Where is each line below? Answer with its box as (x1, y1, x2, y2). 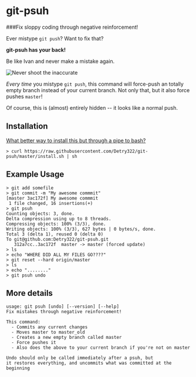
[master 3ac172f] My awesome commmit (6, 195, 99, 201)
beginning (6, 365, 31, 371)
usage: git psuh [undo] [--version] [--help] (6, 304, 119, 309)
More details (6, 288, 53, 298)
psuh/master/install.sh (6, 153, 65, 159)
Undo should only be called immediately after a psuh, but (6, 355, 154, 361)
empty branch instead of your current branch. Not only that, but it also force (6, 86, 190, 93)
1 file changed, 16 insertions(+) (8, 200, 93, 206)
